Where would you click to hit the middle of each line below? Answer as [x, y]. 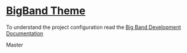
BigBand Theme [46, 11]
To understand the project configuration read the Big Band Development [93, 27]
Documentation [25, 33]
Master [15, 45]
